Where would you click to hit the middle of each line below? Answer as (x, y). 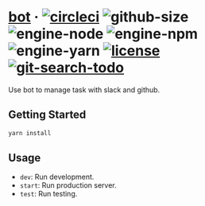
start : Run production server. (68, 185)
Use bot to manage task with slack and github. (84, 89)
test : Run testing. (48, 194)
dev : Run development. (57, 177)
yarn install (30, 133)
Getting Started (47, 115)
